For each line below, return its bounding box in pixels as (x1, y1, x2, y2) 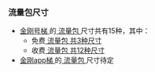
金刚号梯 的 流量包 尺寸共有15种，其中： (19, 26, 150, 36)
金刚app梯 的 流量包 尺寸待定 (19, 56, 114, 65)
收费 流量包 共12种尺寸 (31, 45, 105, 56)
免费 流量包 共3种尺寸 (31, 36, 102, 45)
